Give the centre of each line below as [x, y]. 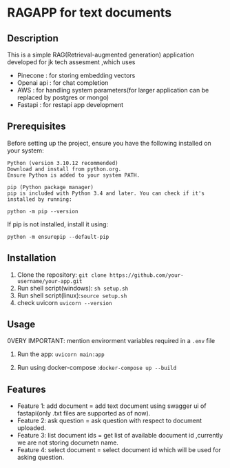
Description [33, 38]
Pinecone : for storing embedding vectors [76, 75]
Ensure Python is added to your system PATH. [73, 175]
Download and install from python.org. [64, 169]
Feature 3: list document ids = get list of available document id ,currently [120, 436]
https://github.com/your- [146, 275]
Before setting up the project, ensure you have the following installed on [109, 143]
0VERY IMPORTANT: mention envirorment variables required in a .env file [111, 341]
